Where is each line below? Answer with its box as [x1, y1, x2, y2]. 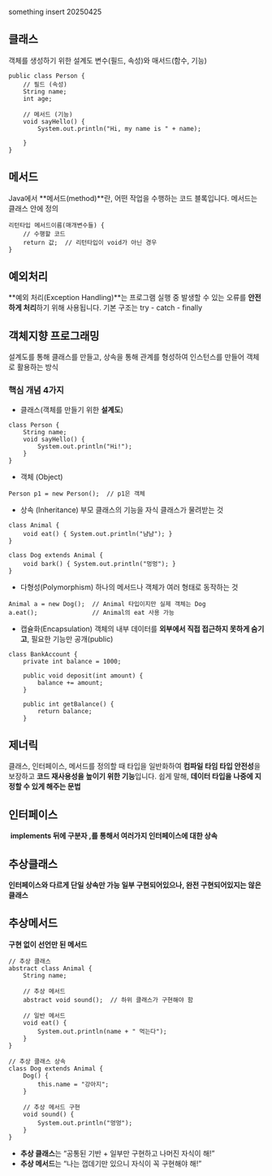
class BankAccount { [8, 650, 79, 658]
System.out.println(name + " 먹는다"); [37, 1027, 168, 1035]
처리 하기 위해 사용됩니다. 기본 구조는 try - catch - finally [23, 303, 203, 312]
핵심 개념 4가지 [8, 385, 65, 396]
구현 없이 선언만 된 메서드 [8, 939, 88, 949]
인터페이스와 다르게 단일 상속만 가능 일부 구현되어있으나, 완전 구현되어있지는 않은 [8, 880, 261, 890]
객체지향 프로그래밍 [8, 329, 100, 342]
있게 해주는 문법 [31, 782, 81, 791]
